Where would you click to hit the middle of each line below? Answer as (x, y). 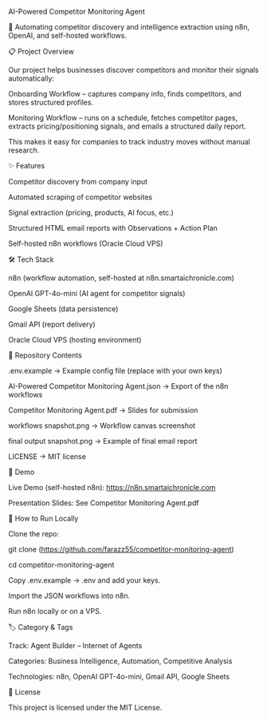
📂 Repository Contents (45, 355)
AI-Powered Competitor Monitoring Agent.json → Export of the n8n (118, 386)
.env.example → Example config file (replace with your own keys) (116, 371)
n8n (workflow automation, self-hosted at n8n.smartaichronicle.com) (122, 278)
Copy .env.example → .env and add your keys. (84, 580)
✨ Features (27, 166)
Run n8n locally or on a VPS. (55, 611)
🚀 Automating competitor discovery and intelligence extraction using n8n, (129, 27)
